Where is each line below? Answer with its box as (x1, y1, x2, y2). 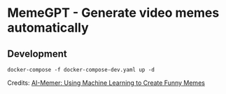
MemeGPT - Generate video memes (7, 5, 220, 21)
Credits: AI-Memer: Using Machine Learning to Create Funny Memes (7, 79, 205, 87)
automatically (7, 20, 89, 36)
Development (7, 48, 68, 60)
